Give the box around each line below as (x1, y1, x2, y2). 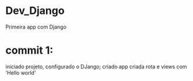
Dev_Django (5, 4, 65, 17)
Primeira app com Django (5, 23, 66, 30)
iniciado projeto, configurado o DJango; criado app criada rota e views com (5, 63, 187, 70)
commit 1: (5, 44, 54, 57)
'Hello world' (5, 69, 36, 76)
